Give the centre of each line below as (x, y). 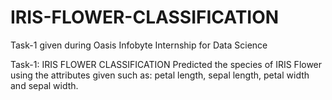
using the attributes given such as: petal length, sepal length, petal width (160, 75)
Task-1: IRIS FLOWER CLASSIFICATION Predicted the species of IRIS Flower (166, 64)
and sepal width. (44, 85)
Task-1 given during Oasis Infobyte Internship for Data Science (139, 45)
